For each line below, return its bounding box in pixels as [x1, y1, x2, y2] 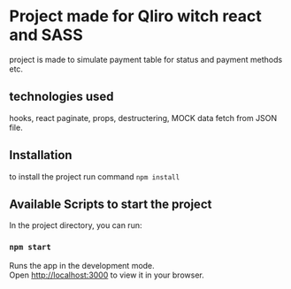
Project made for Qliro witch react [9, 6, 263, 27]
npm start [9, 242, 51, 253]
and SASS [9, 25, 84, 45]
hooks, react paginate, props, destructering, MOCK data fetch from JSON [9, 112, 277, 123]
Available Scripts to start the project [9, 196, 212, 211]
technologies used [9, 89, 114, 104]
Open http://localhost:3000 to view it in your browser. [9, 270, 205, 280]
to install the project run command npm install [9, 171, 180, 182]
